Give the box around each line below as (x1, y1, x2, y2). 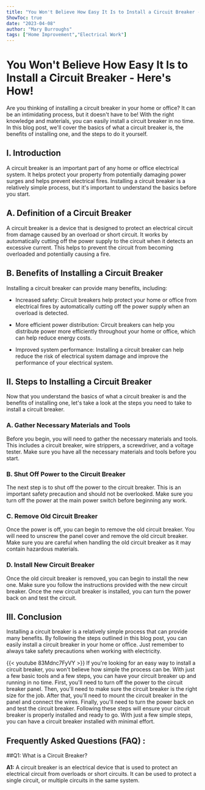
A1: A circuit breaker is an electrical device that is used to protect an (6, 764, 178, 771)
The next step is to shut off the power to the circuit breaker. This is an (6, 483, 181, 491)
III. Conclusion (6, 611, 62, 622)
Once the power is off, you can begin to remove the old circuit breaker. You (6, 526, 195, 533)
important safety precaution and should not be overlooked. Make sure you (6, 490, 193, 497)
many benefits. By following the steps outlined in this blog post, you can (6, 635, 187, 642)
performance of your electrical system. (15, 359, 114, 366)
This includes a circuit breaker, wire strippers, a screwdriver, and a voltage (6, 441, 194, 449)
